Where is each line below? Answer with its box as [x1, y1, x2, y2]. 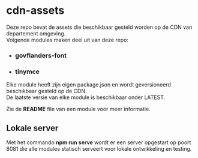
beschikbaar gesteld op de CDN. [6, 88, 87, 95]
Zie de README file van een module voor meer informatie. [6, 106, 151, 113]
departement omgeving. [6, 29, 66, 37]
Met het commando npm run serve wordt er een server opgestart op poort [6, 139, 191, 146]
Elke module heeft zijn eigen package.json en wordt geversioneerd [6, 81, 171, 88]
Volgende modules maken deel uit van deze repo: [6, 36, 129, 43]
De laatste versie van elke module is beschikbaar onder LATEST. [6, 94, 166, 101]
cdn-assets [6, 4, 65, 17]
